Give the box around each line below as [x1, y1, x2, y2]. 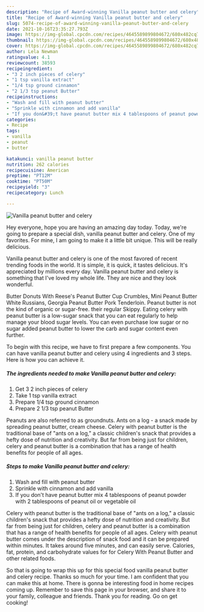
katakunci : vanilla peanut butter [6, 156, 94, 162]
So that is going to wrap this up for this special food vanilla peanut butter [6, 566, 188, 574]
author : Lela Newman [6, 49, 59, 55]
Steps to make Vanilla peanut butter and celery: [6, 463, 130, 470]
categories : [6, 116, 36, 122]
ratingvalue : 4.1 [6, 54, 50, 60]
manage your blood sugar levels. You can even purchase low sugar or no [6, 318, 189, 326]
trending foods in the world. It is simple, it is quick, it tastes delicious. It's [6, 261, 188, 269]
